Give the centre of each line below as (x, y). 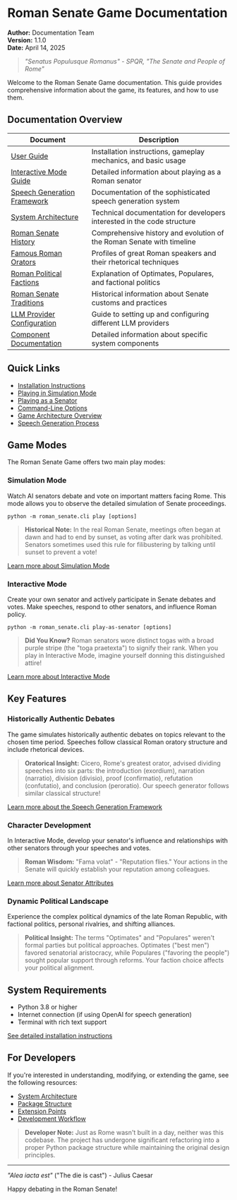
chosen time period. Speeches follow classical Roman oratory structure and (117, 742)
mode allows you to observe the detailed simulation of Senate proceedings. (117, 503)
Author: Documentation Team (51, 33)
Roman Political (36, 273)
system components (125, 343)
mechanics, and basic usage (139, 160)
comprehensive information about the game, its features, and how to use (113, 90)
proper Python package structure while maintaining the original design (127, 1147)
